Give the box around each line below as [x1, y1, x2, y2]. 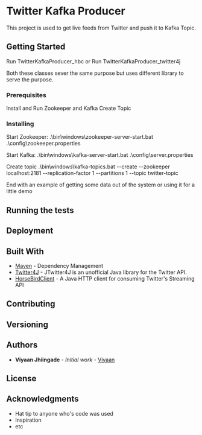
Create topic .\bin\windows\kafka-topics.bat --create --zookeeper [6, 163, 171, 170]
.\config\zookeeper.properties [6, 140, 81, 147]
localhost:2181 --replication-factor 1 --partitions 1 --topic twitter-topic [6, 170, 179, 177]
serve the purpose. [6, 75, 54, 83]
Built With [6, 246, 44, 256]
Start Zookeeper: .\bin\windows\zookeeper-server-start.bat [6, 133, 154, 141]
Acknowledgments [6, 394, 80, 404]
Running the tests [6, 205, 74, 215]
